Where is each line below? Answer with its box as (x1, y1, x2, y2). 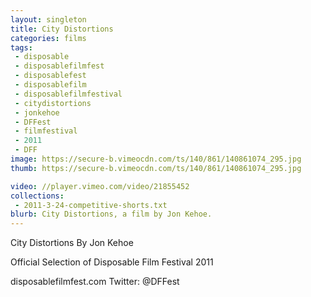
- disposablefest (14, 71, 87, 81)
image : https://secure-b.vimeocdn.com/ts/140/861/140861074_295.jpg (10, 154, 302, 164)
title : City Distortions (10, 24, 114, 34)
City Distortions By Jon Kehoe (10, 237, 134, 249)
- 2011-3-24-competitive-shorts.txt (14, 200, 168, 210)
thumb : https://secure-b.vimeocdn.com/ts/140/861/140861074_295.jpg (10, 163, 302, 173)
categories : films (10, 33, 87, 43)
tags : (10, 42, 33, 53)
